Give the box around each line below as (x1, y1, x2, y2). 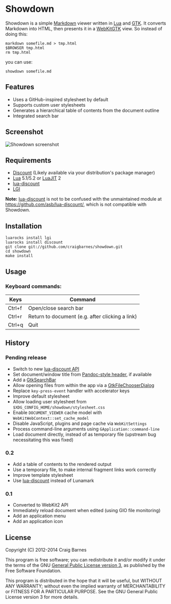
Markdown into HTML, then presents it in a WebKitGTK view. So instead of (5, 25, 163, 31)
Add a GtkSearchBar (12, 377, 56, 383)
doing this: (5, 31, 28, 37)
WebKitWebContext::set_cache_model (12, 416, 89, 421)
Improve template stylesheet (12, 472, 73, 478)
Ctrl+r (8, 313, 22, 320)
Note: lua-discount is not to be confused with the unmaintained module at (5, 196, 162, 202)
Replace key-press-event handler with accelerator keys (12, 387, 130, 394)
